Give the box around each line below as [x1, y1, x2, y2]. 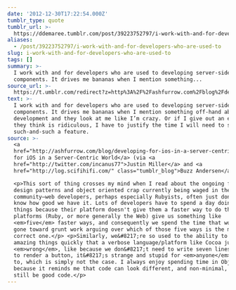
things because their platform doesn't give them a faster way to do [13, 206, 221, 213]
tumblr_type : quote [7, 17, 65, 24]
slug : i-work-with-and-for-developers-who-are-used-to [7, 50, 171, 57]
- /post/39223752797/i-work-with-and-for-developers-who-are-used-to [13, 43, 221, 50]
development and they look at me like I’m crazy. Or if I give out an [13, 115, 225, 122]
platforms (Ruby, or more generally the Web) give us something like [13, 213, 221, 220]
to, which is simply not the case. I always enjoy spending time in [13, 258, 218, 266]
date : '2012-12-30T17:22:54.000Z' [7, 10, 109, 18]
